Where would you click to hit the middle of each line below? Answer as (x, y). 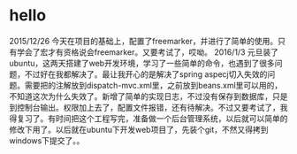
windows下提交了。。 (47, 140)
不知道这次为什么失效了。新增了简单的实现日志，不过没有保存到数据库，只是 (148, 96)
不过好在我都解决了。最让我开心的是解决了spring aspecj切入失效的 (146, 74)
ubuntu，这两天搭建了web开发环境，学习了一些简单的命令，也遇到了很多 (142, 63)
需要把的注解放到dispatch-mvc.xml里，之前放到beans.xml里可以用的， (153, 85)
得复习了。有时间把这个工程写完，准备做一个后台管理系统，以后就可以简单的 (148, 118)
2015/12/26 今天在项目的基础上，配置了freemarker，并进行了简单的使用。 (144, 41)
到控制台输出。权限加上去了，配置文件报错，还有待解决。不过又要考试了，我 (148, 107)
